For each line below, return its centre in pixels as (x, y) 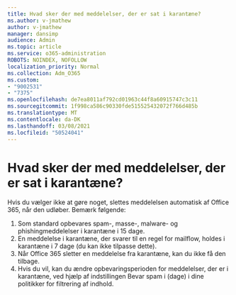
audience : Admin (31, 40)
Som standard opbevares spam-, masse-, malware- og (98, 223)
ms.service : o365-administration (57, 54)
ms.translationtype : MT (43, 113)
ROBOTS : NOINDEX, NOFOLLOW (47, 60)
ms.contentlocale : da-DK (44, 119)
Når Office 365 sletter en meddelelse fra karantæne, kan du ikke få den (122, 254)
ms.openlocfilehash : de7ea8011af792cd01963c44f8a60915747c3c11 (103, 100)
